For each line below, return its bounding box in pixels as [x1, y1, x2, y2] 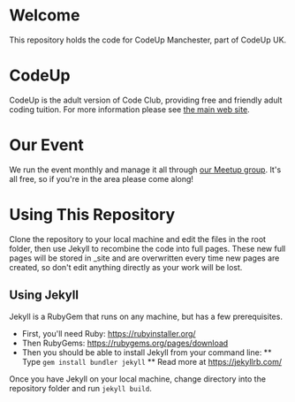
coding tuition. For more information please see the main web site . [9, 103, 250, 115]
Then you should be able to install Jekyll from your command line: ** [21, 346, 272, 358]
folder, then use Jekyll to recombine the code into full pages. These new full [9, 243, 286, 254]
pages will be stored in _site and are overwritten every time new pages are [9, 253, 280, 263]
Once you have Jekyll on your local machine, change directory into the [9, 373, 267, 384]
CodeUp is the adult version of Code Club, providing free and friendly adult [9, 95, 283, 105]
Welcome [9, 5, 80, 26]
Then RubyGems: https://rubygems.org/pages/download [21, 338, 229, 348]
